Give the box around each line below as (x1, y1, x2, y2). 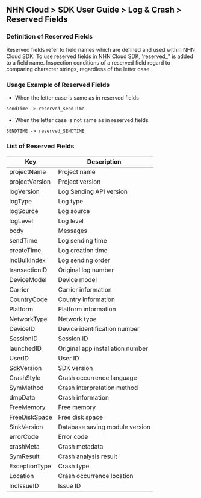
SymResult (9, 452, 40, 461)
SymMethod (9, 383, 44, 392)
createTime (9, 246, 42, 255)
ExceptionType (9, 462, 51, 470)
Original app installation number (58, 344, 149, 353)
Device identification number (58, 325, 140, 333)
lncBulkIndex (9, 256, 46, 264)
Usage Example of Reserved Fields (6, 80, 110, 89)
